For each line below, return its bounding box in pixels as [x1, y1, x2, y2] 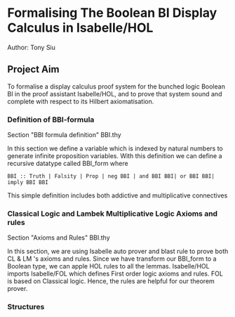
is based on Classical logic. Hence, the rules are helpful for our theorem [7, 277, 215, 285]
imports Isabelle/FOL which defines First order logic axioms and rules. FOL [7, 269, 223, 278]
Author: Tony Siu [7, 43, 56, 51]
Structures [7, 302, 45, 312]
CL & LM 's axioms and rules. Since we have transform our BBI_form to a [7, 254, 217, 263]
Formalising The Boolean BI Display [7, 5, 217, 21]
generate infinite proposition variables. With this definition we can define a [7, 152, 222, 160]
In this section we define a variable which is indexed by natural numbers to [7, 144, 223, 153]
